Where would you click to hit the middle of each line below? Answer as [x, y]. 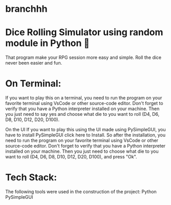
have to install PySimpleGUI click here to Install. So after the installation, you [85, 135]
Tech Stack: [31, 178]
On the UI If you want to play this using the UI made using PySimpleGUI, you [85, 130]
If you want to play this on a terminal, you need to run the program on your [84, 98]
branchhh [26, 9]
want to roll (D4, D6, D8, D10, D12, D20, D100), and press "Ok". [71, 157]
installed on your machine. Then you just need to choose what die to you [82, 151]
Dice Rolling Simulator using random [84, 33]
